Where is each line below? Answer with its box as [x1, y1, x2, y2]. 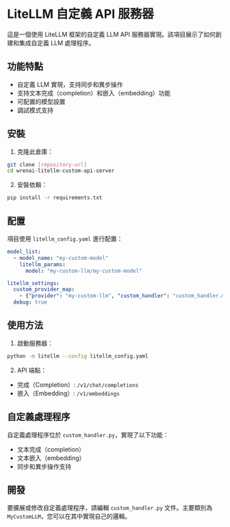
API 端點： [16, 366, 47, 374]
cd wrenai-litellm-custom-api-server [7, 167, 115, 175]
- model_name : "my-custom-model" [13, 254, 109, 261]
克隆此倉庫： [16, 147, 53, 156]
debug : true [13, 299, 48, 306]
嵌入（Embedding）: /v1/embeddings [16, 389, 120, 397]
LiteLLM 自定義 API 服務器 [7, 6, 154, 22]
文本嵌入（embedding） [16, 454, 86, 462]
